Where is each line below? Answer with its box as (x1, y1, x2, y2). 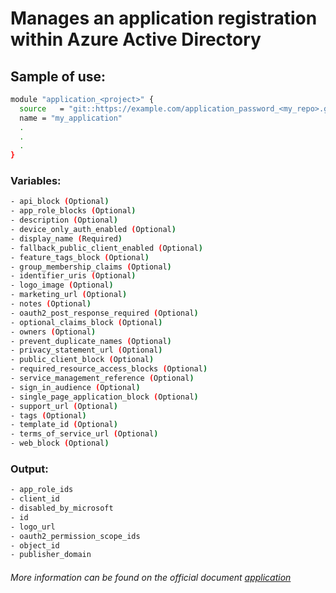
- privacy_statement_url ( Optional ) (10, 345, 163, 356)
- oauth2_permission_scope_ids (10, 531, 141, 541)
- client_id (10, 494, 60, 504)
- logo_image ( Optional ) (10, 280, 114, 291)
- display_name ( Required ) (10, 233, 123, 244)
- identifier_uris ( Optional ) (10, 271, 137, 281)
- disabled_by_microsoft (10, 503, 114, 514)
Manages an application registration (10, 7, 318, 30)
